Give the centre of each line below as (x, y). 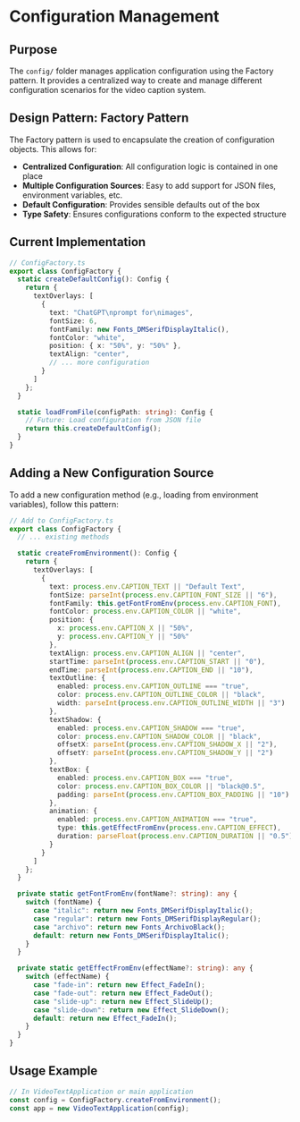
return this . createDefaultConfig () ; (94, 429)
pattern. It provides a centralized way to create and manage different (136, 81)
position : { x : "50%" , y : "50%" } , (115, 346)
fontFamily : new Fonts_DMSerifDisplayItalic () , (139, 329)
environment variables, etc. (72, 195)
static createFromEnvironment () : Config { (97, 553)
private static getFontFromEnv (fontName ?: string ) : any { (128, 894)
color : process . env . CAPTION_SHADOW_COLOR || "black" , (159, 736)
